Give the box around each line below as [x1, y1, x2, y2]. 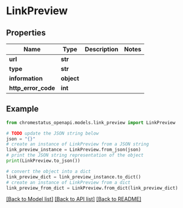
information [9, 74, 43, 82]
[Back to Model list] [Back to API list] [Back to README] [6, 196, 142, 203]
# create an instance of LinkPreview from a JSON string [6, 141, 149, 147]
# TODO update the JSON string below [6, 130, 99, 136]
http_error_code [9, 84, 55, 92]
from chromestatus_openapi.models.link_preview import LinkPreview [6, 119, 176, 125]
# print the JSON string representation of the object [6, 152, 144, 158]
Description [84, 45, 119, 53]
